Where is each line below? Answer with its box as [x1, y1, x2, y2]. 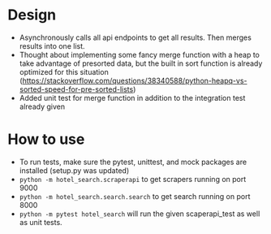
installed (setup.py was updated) [19, 165, 130, 175]
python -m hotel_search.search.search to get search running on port [19, 191, 251, 201]
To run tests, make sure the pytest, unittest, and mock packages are [19, 157, 247, 167]
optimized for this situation [19, 67, 109, 76]
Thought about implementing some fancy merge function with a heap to [19, 50, 260, 59]
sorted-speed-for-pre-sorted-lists [19, 84, 134, 94]
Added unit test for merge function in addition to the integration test [19, 93, 246, 102]
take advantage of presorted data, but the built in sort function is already [19, 58, 263, 68]
